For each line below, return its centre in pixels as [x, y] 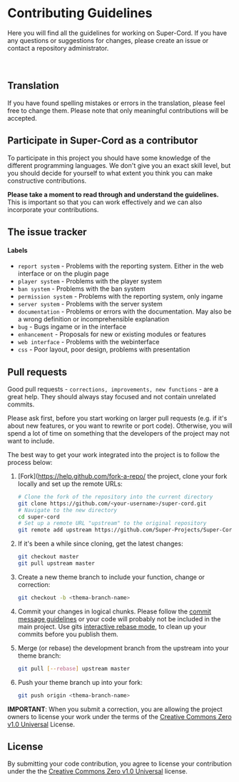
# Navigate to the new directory [67, 510]
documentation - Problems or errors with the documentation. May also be [124, 311]
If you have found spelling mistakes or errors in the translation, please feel [116, 103]
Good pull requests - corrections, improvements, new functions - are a [113, 389]
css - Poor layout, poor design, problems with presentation [104, 350]
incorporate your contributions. [53, 209]
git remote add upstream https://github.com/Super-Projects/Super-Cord [126, 530]
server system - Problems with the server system [90, 304]
